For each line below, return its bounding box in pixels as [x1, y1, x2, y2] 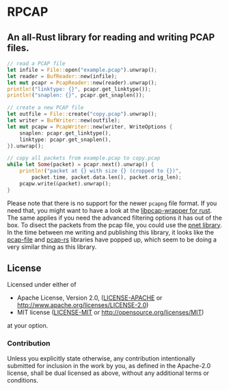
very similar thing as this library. [7, 242, 97, 250]
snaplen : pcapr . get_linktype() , [19, 129, 111, 137]
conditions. [7, 376, 39, 384]
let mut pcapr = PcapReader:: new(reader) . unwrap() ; [7, 79, 157, 86]
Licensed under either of [7, 281, 77, 289]
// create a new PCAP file [7, 104, 84, 112]
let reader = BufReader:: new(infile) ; [7, 73, 118, 79]
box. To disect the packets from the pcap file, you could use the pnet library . [7, 220, 222, 229]
